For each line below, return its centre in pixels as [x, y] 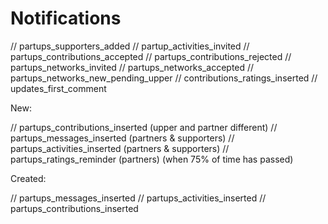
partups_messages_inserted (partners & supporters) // [122, 138]
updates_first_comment [58, 88]
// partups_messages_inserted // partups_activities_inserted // [138, 198]
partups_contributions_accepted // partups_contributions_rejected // [151, 56]
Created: [28, 178]
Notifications [66, 18]
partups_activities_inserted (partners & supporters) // [120, 148]
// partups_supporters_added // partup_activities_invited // [130, 46]
